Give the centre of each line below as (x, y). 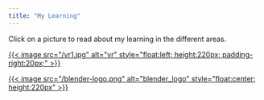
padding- (238, 54)
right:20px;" (28, 63)
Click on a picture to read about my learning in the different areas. (118, 39)
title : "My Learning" (45, 16)
